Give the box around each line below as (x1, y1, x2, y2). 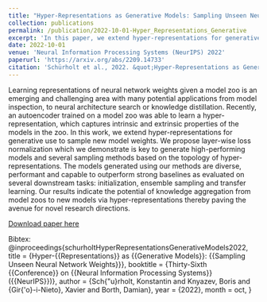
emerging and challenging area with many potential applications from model (8, 93, 257, 103)
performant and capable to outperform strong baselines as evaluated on (8, 169, 245, 179)
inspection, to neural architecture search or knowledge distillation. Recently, (8, 102, 257, 111)
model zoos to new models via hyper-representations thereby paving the (8, 195, 246, 204)
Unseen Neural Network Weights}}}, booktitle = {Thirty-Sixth (8, 259, 207, 269)
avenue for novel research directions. (8, 203, 131, 213)
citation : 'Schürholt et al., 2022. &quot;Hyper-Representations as (8, 64, 240, 72)
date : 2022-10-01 (8, 41, 66, 49)
